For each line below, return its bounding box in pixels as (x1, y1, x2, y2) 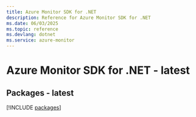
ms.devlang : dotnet (6, 32, 56, 38)
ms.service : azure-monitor (6, 37, 75, 43)
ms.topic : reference (6, 26, 59, 32)
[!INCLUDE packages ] (6, 104, 61, 111)
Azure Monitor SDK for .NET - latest (6, 63, 191, 77)
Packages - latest (6, 88, 74, 98)
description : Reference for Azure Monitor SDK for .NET (6, 15, 151, 21)
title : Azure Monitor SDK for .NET (6, 9, 97, 15)
